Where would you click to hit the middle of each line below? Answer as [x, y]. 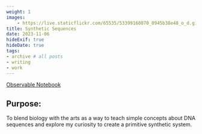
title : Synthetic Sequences [41, 29]
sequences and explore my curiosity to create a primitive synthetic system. [99, 124]
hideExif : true [25, 40]
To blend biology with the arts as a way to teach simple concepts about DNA [101, 118]
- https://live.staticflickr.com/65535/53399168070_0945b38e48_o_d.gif [109, 23]
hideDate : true [25, 46]
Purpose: [24, 104]
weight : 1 [19, 12]
